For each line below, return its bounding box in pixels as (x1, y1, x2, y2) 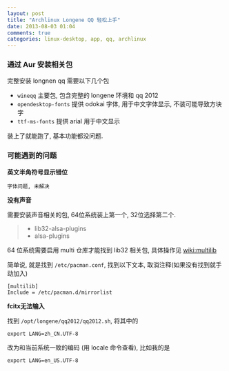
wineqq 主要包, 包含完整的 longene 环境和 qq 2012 (17, 91, 159, 100)
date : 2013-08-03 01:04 (7, 23, 76, 30)
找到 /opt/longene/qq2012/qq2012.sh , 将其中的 (7, 317, 139, 325)
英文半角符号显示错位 (7, 168, 68, 176)
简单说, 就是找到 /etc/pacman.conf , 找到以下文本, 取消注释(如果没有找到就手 (7, 260, 222, 269)
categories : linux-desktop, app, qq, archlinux (7, 36, 147, 43)
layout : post (7, 10, 45, 17)
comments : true (7, 29, 51, 37)
